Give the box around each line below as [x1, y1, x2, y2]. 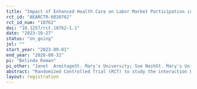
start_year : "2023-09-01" [6, 47, 69, 53]
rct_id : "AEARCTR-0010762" [6, 14, 72, 20]
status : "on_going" [6, 36, 54, 42]
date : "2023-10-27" [6, 30, 54, 36]
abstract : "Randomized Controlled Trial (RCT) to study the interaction [6, 69, 188, 74]
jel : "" [6, 42, 25, 47]
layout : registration [6, 74, 59, 80]
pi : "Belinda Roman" [6, 57, 57, 63]
